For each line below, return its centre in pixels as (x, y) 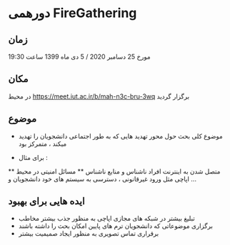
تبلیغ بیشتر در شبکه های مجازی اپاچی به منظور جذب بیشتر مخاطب (106, 219)
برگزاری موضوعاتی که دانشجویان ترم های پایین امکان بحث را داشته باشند (116, 226)
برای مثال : (33, 157)
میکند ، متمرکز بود (42, 144)
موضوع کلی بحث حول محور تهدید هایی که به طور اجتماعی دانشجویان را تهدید (121, 136)
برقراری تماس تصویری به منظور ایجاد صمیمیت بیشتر (89, 234)
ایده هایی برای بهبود (46, 201)
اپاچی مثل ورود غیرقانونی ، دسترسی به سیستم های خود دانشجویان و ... (102, 179)
